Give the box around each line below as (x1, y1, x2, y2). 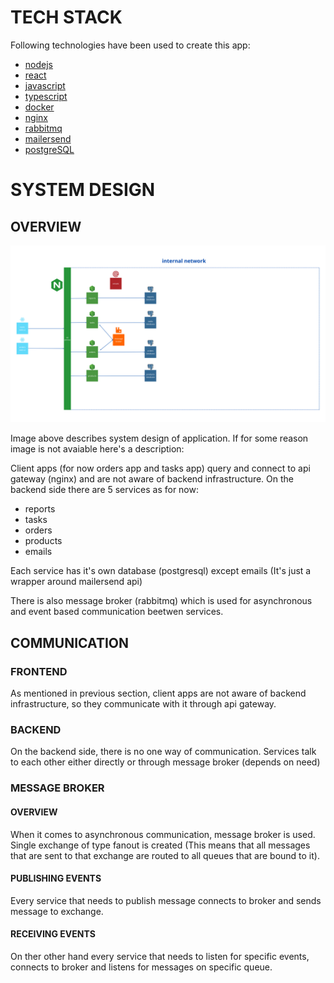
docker (24, 101, 55, 113)
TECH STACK (10, 6, 123, 29)
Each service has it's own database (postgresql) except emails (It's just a (10, 565, 312, 577)
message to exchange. (10, 905, 104, 917)
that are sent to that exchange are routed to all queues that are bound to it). (10, 849, 320, 861)
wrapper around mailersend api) (10, 576, 143, 588)
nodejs (24, 58, 53, 70)
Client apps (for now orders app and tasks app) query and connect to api (10, 462, 311, 475)
